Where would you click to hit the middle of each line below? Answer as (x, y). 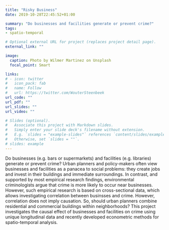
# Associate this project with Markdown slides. (59, 125)
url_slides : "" (21, 107)
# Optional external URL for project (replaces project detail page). (81, 42)
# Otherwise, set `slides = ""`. (43, 139)
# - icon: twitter (24, 79)
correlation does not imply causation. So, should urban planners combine (81, 201)
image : (12, 56)
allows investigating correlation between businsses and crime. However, (80, 195)
